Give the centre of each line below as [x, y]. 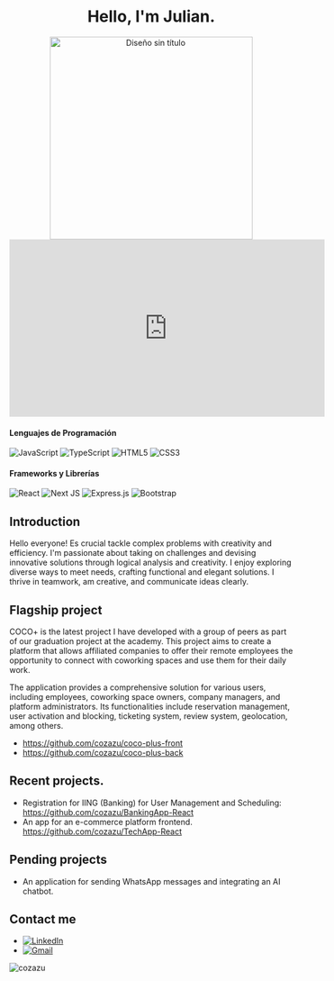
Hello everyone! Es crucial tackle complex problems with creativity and [140, 543]
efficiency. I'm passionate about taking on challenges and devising [133, 553]
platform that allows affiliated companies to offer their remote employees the [151, 650]
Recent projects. [57, 781]
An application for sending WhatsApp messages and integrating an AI [151, 881]
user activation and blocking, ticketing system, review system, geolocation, [149, 716]
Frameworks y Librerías [54, 473]
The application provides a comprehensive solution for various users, [138, 687]
